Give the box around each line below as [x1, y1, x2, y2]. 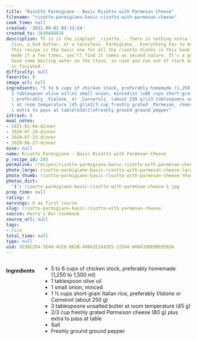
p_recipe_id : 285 [6, 156, 49, 162]
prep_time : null [6, 189, 46, 195]
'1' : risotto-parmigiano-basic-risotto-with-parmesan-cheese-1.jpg [11, 184, 180, 189]
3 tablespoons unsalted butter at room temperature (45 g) [50, 302, 191, 309]
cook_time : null [6, 19, 46, 25]
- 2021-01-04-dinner [6, 124, 57, 129]
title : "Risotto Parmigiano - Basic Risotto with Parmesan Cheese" [6, 8, 175, 15]
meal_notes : [6, 118, 35, 124]
